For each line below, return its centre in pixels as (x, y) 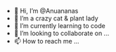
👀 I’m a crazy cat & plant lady (56, 18)
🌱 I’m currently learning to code (59, 26)
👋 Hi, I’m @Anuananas (46, 11)
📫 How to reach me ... (46, 41)
